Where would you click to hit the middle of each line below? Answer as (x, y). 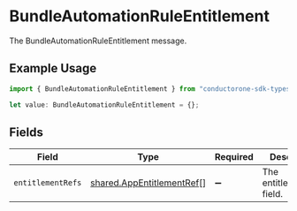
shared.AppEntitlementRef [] (148, 183)
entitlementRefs (48, 183)
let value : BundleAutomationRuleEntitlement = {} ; (104, 105)
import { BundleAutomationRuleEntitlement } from (103, 89)
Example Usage (53, 68)
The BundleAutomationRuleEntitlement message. (98, 41)
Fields (27, 132)
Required (234, 157)
